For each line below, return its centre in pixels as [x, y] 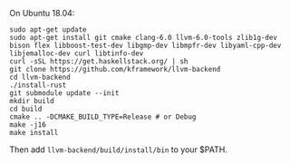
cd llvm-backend [40, 77]
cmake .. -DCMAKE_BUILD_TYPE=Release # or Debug [103, 117]
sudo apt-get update [48, 30]
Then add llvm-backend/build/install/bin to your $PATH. [119, 150]
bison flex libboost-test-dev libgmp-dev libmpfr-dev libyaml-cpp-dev [145, 45]
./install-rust [38, 85]
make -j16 [28, 125]
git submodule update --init [64, 93]
